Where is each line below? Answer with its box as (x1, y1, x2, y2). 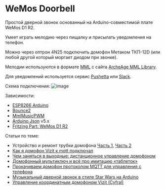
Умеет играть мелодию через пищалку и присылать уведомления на (5, 34, 152, 40)
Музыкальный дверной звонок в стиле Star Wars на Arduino (12, 174, 139, 180)
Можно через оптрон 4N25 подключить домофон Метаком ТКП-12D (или (5, 49, 161, 55)
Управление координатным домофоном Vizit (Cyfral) (12, 179, 124, 185)
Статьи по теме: (5, 133, 40, 139)
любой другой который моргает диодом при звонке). (5, 54, 118, 60)
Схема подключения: (5, 83, 50, 89)
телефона (12, 169, 33, 175)
